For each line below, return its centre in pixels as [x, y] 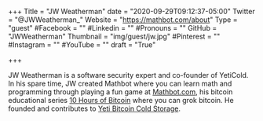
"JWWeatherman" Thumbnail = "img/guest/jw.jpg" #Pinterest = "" [114, 36]
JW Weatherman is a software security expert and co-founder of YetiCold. [128, 75]
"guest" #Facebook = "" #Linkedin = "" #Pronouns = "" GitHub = [113, 28]
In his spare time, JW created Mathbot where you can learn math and [120, 83]
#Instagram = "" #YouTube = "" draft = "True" [82, 45]
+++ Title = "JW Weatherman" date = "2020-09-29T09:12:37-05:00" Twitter [131, 11]
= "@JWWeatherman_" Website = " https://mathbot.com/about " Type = [123, 20]
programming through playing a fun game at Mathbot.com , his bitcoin [121, 92]
